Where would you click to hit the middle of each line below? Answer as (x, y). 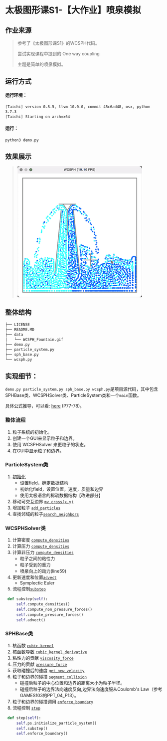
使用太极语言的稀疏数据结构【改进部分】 (61, 495)
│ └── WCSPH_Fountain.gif (34, 340)
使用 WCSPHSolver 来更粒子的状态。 (50, 444)
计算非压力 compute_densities (43, 553)
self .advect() (31, 620)
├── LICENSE (17, 325)
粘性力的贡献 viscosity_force (43, 658)
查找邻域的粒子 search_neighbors (46, 514)
